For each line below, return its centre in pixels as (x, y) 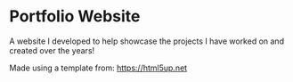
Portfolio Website (75, 16)
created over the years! (52, 50)
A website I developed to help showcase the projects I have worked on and (147, 41)
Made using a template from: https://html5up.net (98, 68)
